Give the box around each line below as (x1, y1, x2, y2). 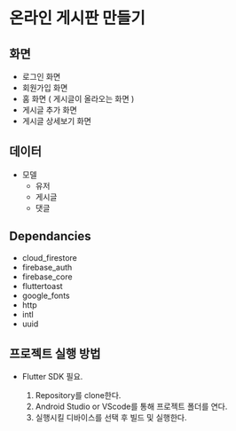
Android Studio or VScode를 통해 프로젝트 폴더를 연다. (35, 401, 228, 412)
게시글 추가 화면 (21, 105, 77, 115)
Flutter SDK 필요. (21, 372, 83, 382)
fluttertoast (21, 280, 64, 291)
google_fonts (21, 290, 70, 301)
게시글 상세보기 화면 (21, 116, 91, 126)
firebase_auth (21, 262, 73, 272)
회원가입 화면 (21, 82, 68, 93)
